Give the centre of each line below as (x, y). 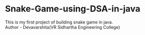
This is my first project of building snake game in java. (59, 22)
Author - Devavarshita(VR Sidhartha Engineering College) (63, 27)
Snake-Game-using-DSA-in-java (73, 9)
